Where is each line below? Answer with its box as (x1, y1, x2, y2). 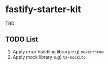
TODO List (5, 35, 38, 44)
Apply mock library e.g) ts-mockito (12, 54, 86, 60)
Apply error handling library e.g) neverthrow (12, 48, 104, 54)
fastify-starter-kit (5, 4, 81, 15)
